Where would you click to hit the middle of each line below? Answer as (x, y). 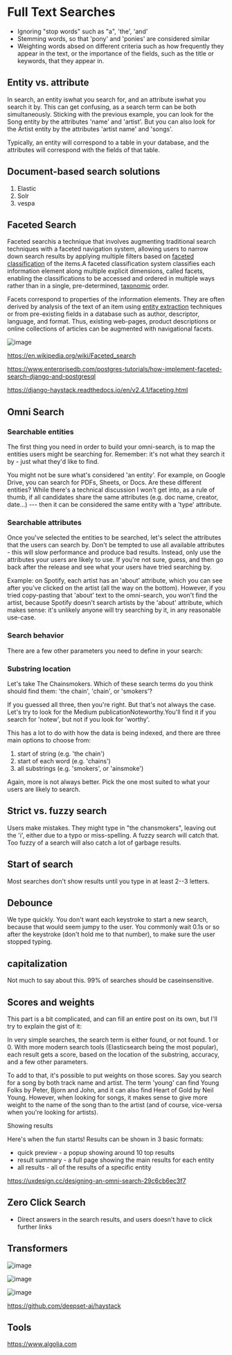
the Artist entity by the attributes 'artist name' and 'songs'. (90, 128)
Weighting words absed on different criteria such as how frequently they (121, 46)
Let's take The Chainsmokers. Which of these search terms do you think (110, 683)
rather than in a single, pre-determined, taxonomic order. (88, 286)
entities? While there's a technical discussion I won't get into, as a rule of (111, 490)
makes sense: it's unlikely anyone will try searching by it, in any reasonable (114, 610)
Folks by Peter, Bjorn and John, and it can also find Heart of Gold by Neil (110, 1090)
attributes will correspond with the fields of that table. (84, 149)
